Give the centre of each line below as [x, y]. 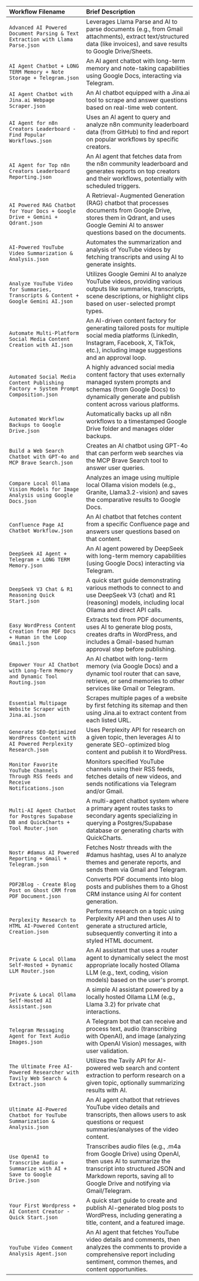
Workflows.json [31, 141]
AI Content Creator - [39, 1211]
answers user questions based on [133, 531]
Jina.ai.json [28, 715]
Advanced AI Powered [38, 28]
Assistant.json [31, 1007]
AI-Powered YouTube [36, 247]
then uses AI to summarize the [128, 1161]
